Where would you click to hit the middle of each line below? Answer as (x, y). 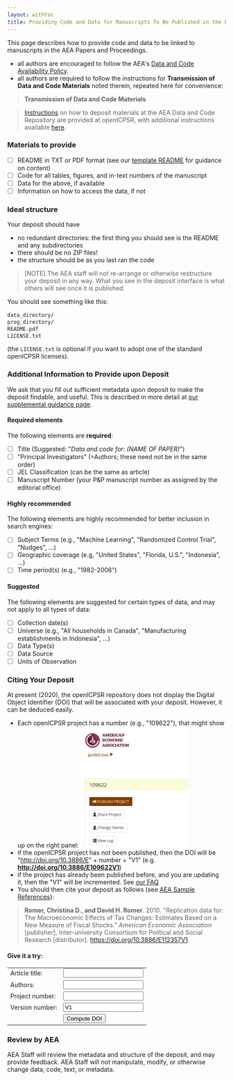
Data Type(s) (36, 646)
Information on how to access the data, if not (81, 191)
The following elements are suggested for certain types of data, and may (111, 602)
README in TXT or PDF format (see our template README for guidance (119, 160)
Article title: (26, 973)
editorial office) (39, 488)
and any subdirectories (50, 246)
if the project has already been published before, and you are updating (118, 875)
